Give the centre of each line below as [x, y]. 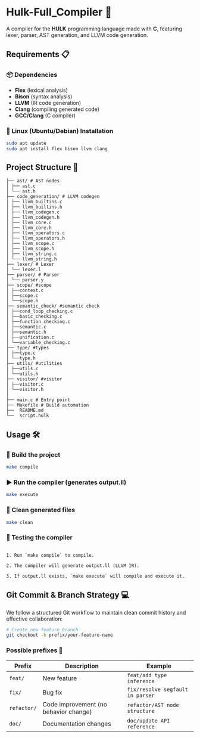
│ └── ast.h [21, 191]
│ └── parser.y [25, 280]
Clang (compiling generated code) [57, 109]
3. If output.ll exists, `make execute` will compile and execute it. [96, 576]
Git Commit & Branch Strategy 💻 [68, 595]
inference [141, 681]
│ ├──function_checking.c [38, 322]
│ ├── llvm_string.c [32, 254]
